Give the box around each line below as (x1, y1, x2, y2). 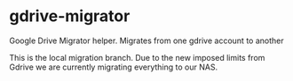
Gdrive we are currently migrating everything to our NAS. (9, 62, 218, 72)
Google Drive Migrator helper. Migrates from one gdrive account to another (9, 35, 284, 46)
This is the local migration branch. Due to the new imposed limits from (9, 52, 265, 63)
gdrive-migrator (9, 6, 131, 26)
